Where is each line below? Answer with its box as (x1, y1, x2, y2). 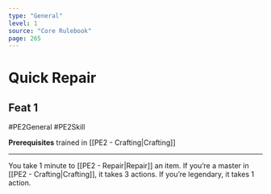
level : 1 (8, 19, 38, 27)
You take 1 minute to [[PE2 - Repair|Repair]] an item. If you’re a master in (8, 161, 249, 171)
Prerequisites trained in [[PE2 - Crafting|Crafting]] (8, 138, 176, 147)
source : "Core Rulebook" (8, 27, 92, 35)
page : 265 (8, 34, 42, 43)
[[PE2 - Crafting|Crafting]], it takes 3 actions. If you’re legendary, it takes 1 (8, 170, 255, 180)
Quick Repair (8, 69, 97, 87)
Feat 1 (8, 101, 39, 114)
